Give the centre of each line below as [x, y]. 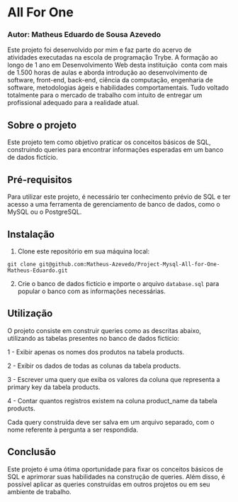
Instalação [31, 234]
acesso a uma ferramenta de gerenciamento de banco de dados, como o [114, 204]
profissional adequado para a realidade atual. [73, 103]
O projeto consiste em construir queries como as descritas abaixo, [104, 330]
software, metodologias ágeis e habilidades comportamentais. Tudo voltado [118, 88]
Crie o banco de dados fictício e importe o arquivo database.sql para [118, 283]
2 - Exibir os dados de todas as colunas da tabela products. [94, 366]
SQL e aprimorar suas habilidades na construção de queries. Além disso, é [116, 476]
